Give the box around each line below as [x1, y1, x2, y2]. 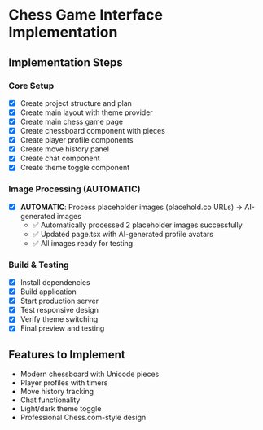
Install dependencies [20, 278, 91, 287]
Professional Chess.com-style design [20, 413, 147, 423]
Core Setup [8, 80, 55, 91]
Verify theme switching [20, 314, 99, 324]
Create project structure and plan [20, 98, 133, 107]
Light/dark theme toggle [20, 404, 102, 414]
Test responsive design [20, 305, 99, 315]
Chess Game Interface [8, 6, 163, 24]
